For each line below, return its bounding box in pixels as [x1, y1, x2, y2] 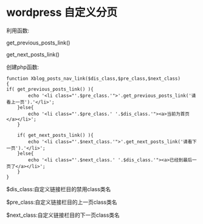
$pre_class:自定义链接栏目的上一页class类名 [6, 198, 117, 206]
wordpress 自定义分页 [6, 5, 118, 19]
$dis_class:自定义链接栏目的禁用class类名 [6, 185, 111, 192]
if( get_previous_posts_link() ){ [6, 86, 94, 92]
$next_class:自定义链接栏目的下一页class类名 [6, 211, 120, 219]
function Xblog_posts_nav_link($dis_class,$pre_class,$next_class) [6, 75, 181, 82]
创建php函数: [6, 63, 40, 71]
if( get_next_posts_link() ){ [17, 132, 94, 138]
